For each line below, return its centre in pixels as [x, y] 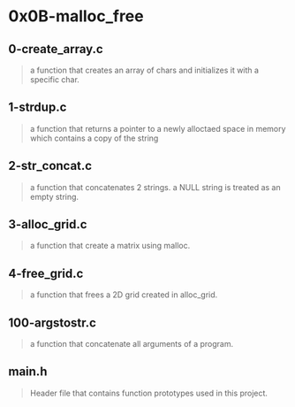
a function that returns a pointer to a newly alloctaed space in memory [158, 128]
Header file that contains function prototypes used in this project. [149, 393]
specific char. [55, 80]
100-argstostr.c [52, 323]
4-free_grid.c [46, 273]
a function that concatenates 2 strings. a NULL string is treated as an [155, 187]
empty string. [54, 196]
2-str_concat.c [50, 166]
